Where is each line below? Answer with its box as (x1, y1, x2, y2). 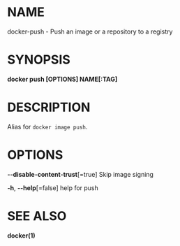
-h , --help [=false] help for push (7, 183, 99, 192)
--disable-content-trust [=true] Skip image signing (7, 170, 153, 178)
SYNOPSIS (7, 52, 71, 68)
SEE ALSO (7, 208, 67, 224)
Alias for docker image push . (7, 122, 88, 131)
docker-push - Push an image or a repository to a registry (7, 27, 173, 36)
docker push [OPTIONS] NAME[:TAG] (7, 75, 118, 83)
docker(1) (7, 231, 36, 240)
